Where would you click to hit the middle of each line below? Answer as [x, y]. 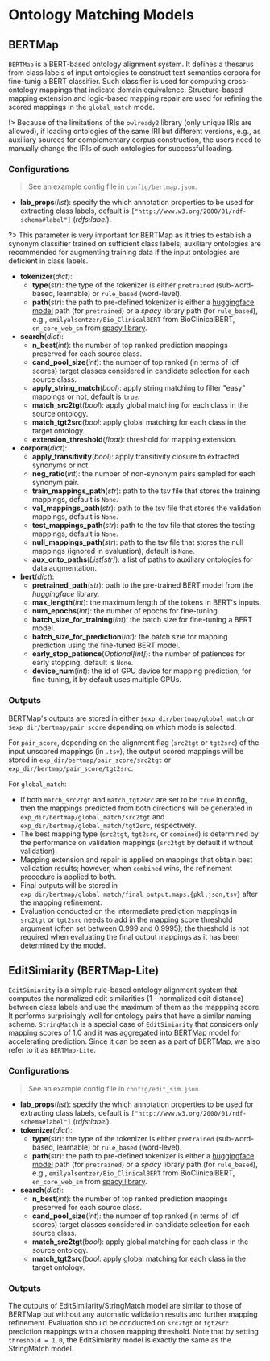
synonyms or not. [61, 465]
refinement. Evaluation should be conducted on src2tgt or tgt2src [119, 1323]
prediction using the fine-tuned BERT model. [106, 645]
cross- [238, 81]
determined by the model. [63, 945]
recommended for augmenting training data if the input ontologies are [124, 253]
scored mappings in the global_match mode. [82, 107]
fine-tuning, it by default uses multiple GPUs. [106, 680]
